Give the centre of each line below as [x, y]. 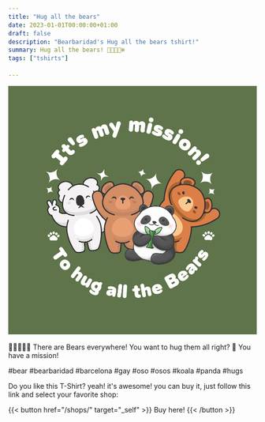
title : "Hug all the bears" [54, 17]
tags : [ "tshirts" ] [38, 58]
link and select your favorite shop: [63, 394]
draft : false [30, 33]
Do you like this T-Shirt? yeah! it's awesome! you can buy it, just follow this [129, 386]
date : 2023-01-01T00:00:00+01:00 [63, 25]
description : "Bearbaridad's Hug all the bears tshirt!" [104, 42]
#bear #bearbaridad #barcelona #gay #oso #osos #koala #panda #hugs [126, 371]
